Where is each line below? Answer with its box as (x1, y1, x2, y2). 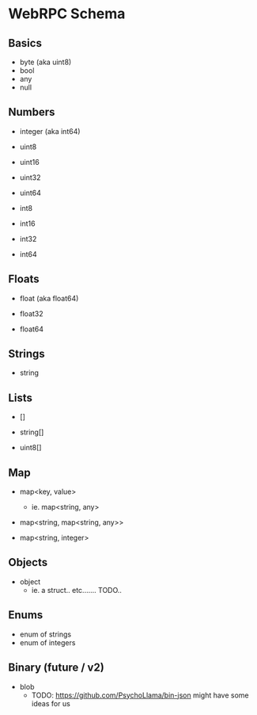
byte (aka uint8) (19, 57, 72, 67)
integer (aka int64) (19, 126, 81, 136)
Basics (8, 36, 42, 50)
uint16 (19, 157, 40, 166)
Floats (8, 273, 40, 286)
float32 (19, 308, 43, 318)
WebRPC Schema (8, 5, 126, 23)
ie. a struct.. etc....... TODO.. (31, 585, 123, 595)
